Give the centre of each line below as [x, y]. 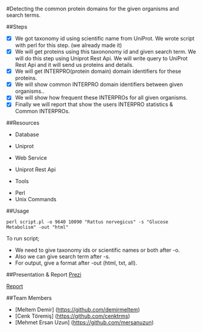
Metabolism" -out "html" [37, 227]
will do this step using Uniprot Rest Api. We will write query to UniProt [101, 58]
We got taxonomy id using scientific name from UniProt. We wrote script [105, 38]
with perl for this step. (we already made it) [68, 45]
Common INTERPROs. [43, 111]
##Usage [18, 211]
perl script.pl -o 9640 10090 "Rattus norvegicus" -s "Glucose [87, 222]
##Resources [23, 123]
